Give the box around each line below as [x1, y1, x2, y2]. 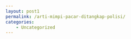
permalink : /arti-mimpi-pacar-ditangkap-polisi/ [5, 14, 126, 19]
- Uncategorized [16, 24, 56, 30]
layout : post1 [5, 8, 40, 14]
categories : [5, 19, 34, 25]
